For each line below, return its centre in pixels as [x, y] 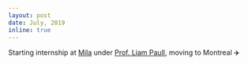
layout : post [30, 15]
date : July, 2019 [37, 23]
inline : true [30, 30]
